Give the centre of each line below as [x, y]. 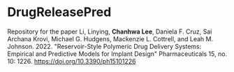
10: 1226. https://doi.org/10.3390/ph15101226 [72, 61]
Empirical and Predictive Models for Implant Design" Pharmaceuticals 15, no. [117, 54]
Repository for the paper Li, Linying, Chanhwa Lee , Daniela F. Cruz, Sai [110, 31]
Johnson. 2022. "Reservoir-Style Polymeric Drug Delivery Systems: [104, 46]
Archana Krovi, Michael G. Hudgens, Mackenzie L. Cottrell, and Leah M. [110, 38]
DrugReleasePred [59, 12]
